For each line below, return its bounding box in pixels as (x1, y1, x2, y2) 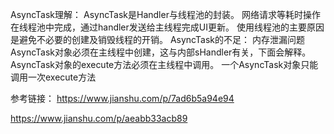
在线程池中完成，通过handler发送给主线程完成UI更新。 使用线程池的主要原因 (10, 21, 325, 33)
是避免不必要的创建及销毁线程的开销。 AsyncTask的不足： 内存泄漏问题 (10, 34, 305, 45)
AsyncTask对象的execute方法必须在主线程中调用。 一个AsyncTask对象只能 (10, 59, 319, 70)
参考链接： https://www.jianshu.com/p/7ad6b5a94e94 (10, 93, 235, 104)
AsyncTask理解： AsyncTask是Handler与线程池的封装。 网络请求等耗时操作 (10, 9, 321, 20)
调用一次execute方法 (10, 71, 97, 83)
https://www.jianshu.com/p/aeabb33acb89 (10, 113, 188, 124)
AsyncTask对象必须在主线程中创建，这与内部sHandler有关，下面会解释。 (10, 46, 312, 58)
